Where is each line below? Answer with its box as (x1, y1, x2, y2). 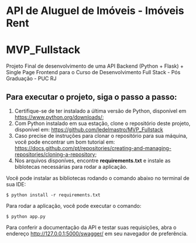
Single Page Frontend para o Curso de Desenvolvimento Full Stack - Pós (6, 69, 181, 76)
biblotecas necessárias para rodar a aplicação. (14, 163, 128, 170)
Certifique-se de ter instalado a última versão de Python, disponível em (14, 107, 187, 114)
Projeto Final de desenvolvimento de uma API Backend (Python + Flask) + (6, 63, 184, 70)
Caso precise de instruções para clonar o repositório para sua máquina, (14, 132, 188, 139)
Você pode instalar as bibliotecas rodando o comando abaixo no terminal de (6, 174, 190, 182)
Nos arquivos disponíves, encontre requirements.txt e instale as (14, 157, 171, 164)
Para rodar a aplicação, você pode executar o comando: (6, 202, 142, 209)
